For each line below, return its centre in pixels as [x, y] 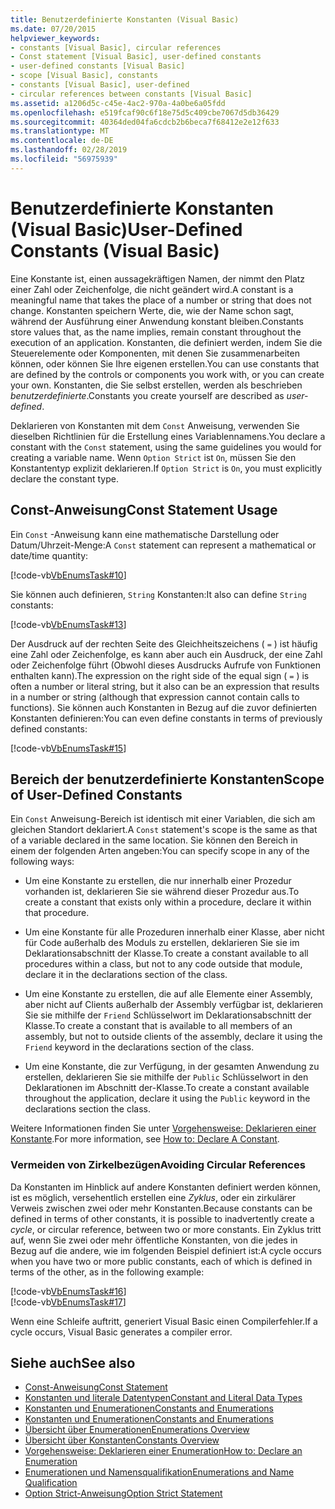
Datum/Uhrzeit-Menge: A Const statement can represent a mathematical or [163, 545]
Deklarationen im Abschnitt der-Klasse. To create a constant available [167, 1088]
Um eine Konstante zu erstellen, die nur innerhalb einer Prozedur [158, 881]
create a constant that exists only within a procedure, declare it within [168, 902]
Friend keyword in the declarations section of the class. [139, 1047]
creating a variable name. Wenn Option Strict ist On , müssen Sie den [153, 457]
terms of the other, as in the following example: [107, 1272]
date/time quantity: [49, 555]
